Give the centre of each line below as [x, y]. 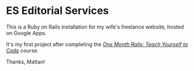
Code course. [22, 50]
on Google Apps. [26, 33]
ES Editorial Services [58, 11]
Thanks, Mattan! [26, 62]
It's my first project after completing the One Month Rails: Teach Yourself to [97, 44]
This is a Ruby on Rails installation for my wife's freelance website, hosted [95, 27]
